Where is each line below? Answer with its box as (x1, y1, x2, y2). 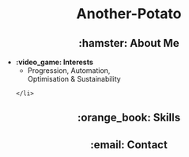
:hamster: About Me (78, 36, 180, 50)
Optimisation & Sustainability (27, 75, 121, 83)
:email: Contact (90, 138, 168, 151)
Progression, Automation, (27, 66, 111, 75)
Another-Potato (76, 5, 182, 23)
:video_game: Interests (15, 57, 93, 67)
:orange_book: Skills (77, 111, 180, 124)
